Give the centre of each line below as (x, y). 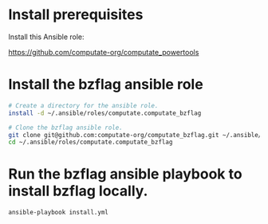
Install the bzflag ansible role (106, 84)
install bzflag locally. (78, 191)
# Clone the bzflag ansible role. (66, 128)
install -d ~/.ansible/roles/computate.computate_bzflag (105, 113)
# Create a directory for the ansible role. (83, 105)
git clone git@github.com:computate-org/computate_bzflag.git (114, 135)
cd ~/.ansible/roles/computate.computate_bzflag (91, 142)
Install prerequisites (76, 15)
